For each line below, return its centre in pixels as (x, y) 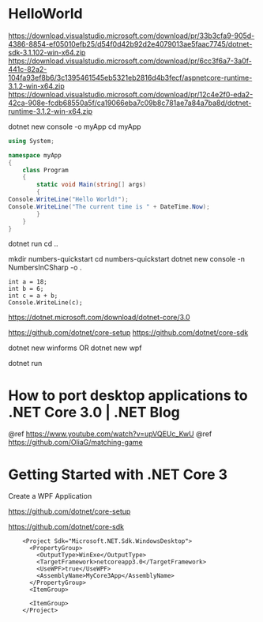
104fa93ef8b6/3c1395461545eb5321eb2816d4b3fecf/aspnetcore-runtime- (130, 77)
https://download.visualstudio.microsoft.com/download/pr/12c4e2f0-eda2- (131, 94)
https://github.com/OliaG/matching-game (76, 443)
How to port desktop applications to (128, 395)
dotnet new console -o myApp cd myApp (75, 126)
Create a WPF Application (50, 496)
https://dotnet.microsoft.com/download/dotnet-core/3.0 (100, 318)
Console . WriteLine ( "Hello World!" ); (68, 200)
